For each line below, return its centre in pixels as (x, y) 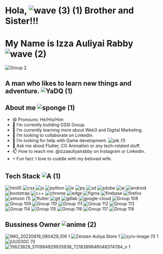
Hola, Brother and (70, 11)
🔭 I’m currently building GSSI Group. (49, 125)
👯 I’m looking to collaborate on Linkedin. (53, 135)
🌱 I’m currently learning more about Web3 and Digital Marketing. (77, 130)
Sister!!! (22, 21)
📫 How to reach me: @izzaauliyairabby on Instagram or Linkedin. (79, 151)
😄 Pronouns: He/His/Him (38, 120)
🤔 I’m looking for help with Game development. (60, 141)
